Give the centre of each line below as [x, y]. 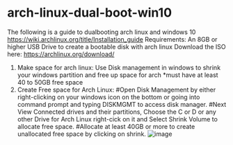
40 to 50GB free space [50, 82]
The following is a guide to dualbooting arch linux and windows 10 [102, 32]
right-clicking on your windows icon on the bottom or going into [109, 97]
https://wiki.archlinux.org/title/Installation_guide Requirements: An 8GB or [112, 39]
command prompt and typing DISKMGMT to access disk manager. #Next [122, 104]
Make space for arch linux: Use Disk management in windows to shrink [119, 67]
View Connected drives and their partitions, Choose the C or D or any [117, 112]
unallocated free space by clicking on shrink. [81, 134]
